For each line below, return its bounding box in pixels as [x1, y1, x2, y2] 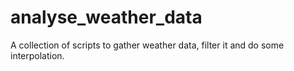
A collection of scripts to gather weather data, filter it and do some [10, 39, 285, 51]
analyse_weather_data [10, 6, 203, 29]
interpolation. [10, 49, 65, 61]
